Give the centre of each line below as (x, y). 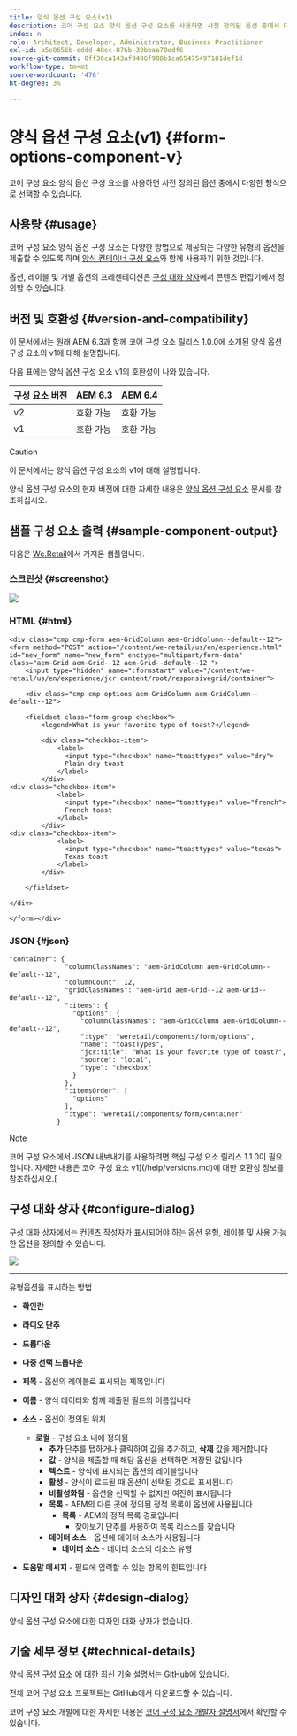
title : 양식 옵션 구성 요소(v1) (61, 17)
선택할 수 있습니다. (50, 194)
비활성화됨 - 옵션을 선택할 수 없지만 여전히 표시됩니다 (140, 1492)
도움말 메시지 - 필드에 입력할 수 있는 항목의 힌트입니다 (114, 1567)
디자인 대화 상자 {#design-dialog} (99, 1598)
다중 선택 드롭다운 (53, 1362)
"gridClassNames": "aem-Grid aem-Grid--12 (144, 990)
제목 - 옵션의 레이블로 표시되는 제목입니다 (93, 1381)
